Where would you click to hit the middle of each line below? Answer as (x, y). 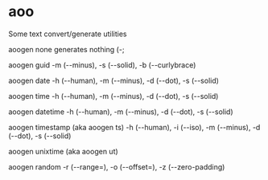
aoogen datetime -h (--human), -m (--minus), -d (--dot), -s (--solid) (121, 112)
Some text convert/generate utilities (68, 34)
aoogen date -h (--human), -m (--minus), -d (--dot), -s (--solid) (114, 80)
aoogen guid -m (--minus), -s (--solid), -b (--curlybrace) (102, 65)
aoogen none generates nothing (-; (66, 49)
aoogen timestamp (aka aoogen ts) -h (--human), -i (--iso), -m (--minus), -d (134, 127)
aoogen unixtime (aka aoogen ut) (63, 151)
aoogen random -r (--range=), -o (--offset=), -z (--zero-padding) (117, 166)
